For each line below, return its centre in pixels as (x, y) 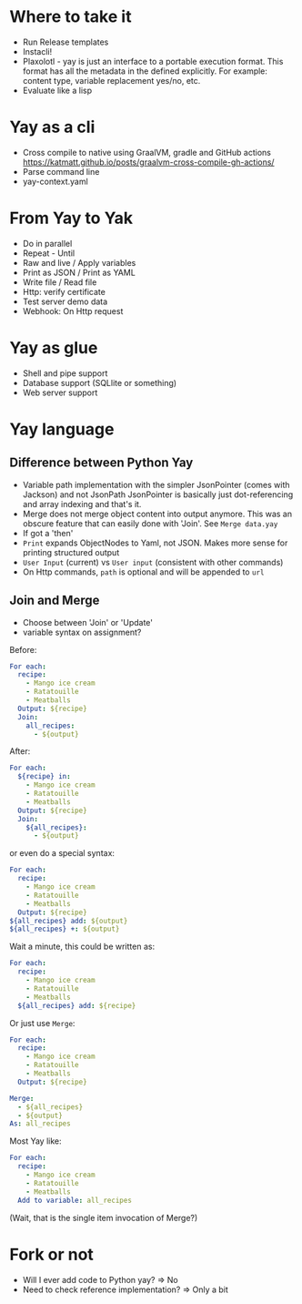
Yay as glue (54, 348)
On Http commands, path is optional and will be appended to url (143, 572)
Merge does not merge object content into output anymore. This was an (157, 514)
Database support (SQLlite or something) (100, 382)
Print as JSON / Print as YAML (79, 272)
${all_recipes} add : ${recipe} (77, 1005)
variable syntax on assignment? (82, 632)
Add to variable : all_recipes (75, 1200)
